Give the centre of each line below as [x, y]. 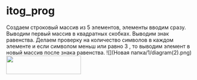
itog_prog [30, 11]
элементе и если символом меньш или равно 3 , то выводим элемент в [98, 46]
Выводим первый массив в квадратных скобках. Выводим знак [87, 33]
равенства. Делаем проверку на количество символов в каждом [90, 40]
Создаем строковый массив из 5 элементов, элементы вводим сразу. [96, 27]
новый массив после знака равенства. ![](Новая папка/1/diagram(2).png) [99, 52]
